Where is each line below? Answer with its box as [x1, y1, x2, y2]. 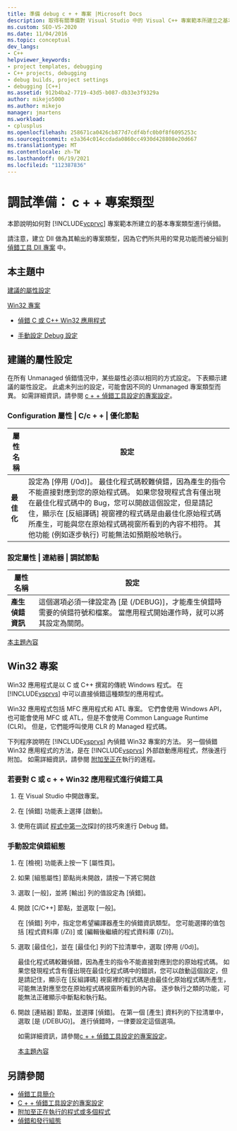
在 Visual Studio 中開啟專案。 [17, 792, 103, 800]
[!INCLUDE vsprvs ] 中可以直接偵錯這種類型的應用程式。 [7, 689, 168, 698]
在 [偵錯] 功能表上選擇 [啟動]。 [17, 807, 107, 815]
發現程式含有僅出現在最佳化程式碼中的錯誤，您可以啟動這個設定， [30, 967, 222, 975]
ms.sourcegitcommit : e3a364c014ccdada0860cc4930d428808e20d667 [7, 135, 197, 142]
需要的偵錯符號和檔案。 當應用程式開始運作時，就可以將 [38, 607, 224, 617]
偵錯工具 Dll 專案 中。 [7, 243, 70, 251]
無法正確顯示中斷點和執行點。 [23, 993, 111, 1001]
